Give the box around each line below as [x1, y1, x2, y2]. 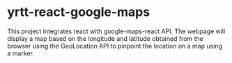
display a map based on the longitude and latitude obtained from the [7, 34, 204, 42]
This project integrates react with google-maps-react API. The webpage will [7, 27, 226, 35]
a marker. [7, 49, 35, 57]
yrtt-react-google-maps [7, 4, 150, 20]
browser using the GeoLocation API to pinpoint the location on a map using [7, 42, 223, 50]
